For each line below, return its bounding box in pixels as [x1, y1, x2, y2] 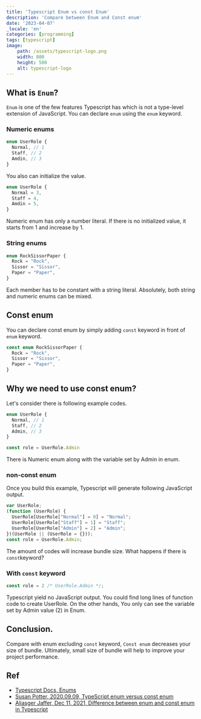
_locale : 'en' [6, 25, 42, 32]
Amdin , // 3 [12, 156, 42, 162]
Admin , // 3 [12, 428, 42, 435]
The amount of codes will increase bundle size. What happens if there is [6, 547, 186, 554]
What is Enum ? [6, 87, 59, 97]
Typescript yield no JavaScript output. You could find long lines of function [6, 594, 193, 601]
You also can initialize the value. [6, 172, 86, 179]
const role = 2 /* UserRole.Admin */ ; [6, 582, 104, 589]
